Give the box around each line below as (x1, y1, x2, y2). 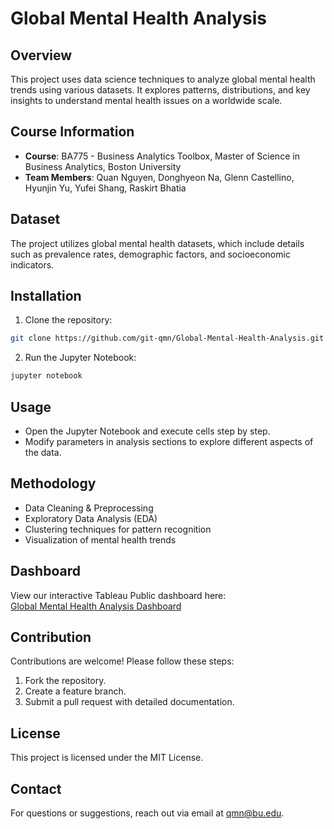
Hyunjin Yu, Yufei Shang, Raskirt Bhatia (24, 182, 187, 194)
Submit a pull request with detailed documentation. (24, 696, 235, 708)
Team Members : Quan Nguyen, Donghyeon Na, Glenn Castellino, (24, 171, 295, 183)
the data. (24, 447, 62, 458)
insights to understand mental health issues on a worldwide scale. (10, 95, 283, 106)
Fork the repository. (24, 675, 107, 687)
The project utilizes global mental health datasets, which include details (10, 237, 305, 249)
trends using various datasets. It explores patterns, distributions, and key (10, 84, 311, 96)
